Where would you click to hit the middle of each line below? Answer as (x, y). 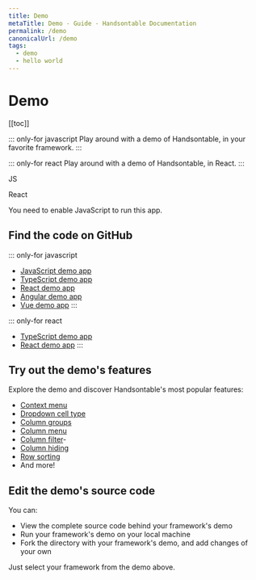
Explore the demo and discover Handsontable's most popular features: (126, 389)
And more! (38, 465)
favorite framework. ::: (45, 147)
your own (36, 552)
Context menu (44, 406)
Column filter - (43, 439)
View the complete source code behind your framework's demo (126, 526)
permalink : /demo (38, 31)
